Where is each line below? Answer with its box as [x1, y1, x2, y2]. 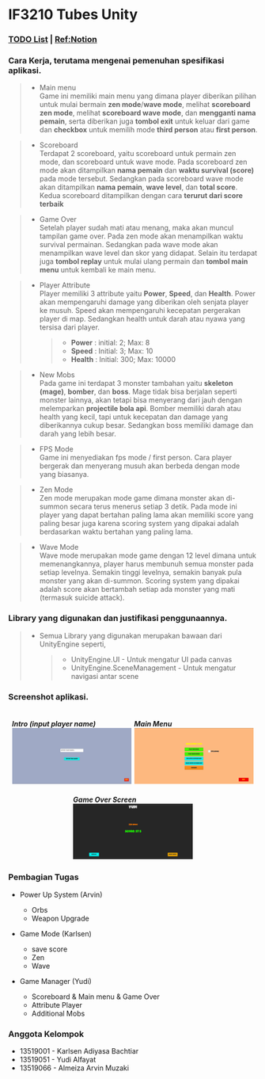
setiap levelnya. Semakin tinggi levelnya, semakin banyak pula [39, 568, 243, 578]
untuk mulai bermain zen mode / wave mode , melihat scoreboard [39, 100, 251, 109]
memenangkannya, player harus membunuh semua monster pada [39, 559, 254, 569]
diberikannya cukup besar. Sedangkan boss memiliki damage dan [39, 421, 254, 430]
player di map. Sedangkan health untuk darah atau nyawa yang [39, 315, 245, 324]
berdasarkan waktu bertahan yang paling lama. [39, 527, 194, 536]
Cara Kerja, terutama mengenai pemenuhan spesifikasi [8, 55, 225, 67]
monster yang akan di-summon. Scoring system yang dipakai [39, 576, 240, 585]
